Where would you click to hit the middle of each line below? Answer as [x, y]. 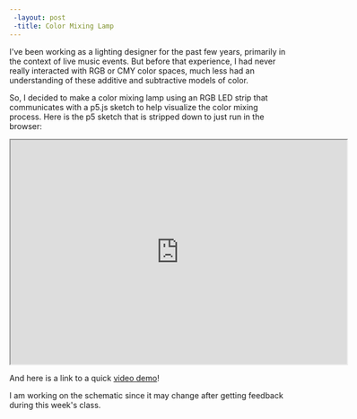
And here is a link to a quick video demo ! [84, 378]
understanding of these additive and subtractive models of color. [129, 80]
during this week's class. [55, 405]
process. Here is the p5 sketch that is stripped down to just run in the [137, 117]
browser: [26, 126]
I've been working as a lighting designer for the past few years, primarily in [148, 51]
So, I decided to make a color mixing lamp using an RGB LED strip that [139, 97]
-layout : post [39, 17]
